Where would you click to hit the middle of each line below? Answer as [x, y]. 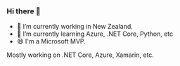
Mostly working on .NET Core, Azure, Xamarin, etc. [80, 55]
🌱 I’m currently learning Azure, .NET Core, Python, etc [95, 34]
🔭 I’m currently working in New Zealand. [75, 27]
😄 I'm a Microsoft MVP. [51, 41]
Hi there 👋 [24, 11]
